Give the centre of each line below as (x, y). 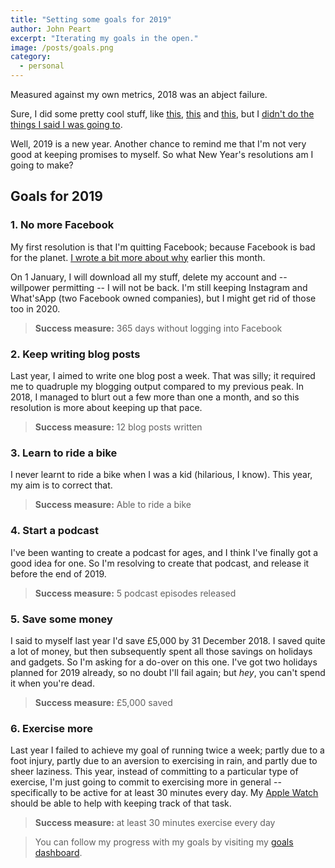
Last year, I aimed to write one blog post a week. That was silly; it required (163, 375)
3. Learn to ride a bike (64, 453)
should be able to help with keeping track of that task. (121, 803)
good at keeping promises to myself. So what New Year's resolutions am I (162, 154)
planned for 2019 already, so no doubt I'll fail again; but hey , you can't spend (168, 672)
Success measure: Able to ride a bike (113, 505)
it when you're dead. (52, 683)
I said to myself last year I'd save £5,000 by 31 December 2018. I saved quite (168, 640)
